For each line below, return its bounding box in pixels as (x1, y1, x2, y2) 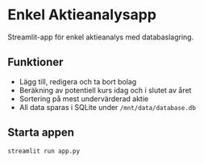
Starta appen (7, 126, 74, 140)
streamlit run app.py (7, 147, 81, 155)
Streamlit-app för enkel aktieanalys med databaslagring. (7, 32, 194, 42)
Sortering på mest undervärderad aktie (19, 94, 149, 104)
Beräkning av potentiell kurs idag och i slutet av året (19, 85, 192, 95)
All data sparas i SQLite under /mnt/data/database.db (19, 102, 197, 112)
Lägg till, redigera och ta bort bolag (19, 76, 137, 86)
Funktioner (7, 55, 64, 69)
